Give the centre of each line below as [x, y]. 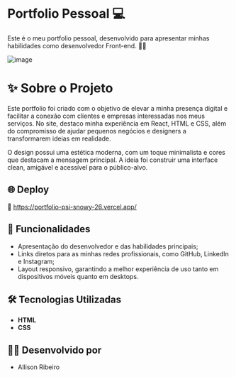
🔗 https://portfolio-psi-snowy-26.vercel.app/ [72, 207]
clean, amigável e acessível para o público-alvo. [78, 167]
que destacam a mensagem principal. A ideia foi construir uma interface [113, 160]
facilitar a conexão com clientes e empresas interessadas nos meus [106, 116]
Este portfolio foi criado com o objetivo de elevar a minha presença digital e [118, 108]
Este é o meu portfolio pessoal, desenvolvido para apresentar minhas [108, 38]
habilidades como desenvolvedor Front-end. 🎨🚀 [77, 45]
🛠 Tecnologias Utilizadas [64, 299]
